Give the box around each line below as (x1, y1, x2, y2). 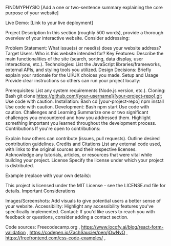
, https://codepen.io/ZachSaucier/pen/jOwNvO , (27, 230, 128, 235)
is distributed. (5, 163, 34, 168)
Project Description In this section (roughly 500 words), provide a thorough (5, 30, 164, 35)
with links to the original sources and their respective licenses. (5, 146, 137, 152)
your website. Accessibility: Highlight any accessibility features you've (5, 203, 154, 209)
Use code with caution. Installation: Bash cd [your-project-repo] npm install (5, 98, 164, 104)
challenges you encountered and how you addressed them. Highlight (5, 115, 151, 121)
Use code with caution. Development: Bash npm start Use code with (5, 104, 149, 109)
